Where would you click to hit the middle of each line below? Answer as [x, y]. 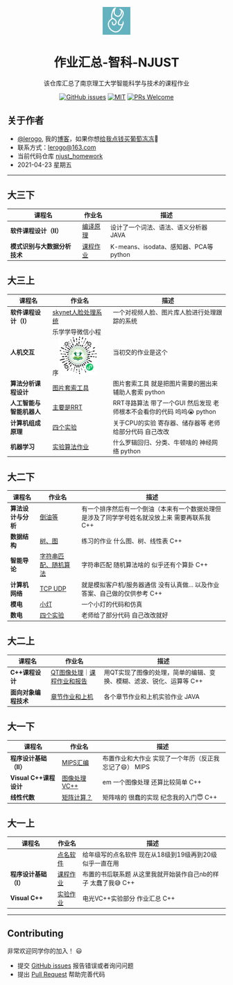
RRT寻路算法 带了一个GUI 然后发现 [162, 403]
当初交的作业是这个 [140, 352]
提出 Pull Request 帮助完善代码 [61, 974]
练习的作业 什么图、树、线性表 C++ [132, 541]
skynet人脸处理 [74, 312]
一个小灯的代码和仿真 [112, 604]
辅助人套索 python [139, 392]
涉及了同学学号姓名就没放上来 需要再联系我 [149, 518]
